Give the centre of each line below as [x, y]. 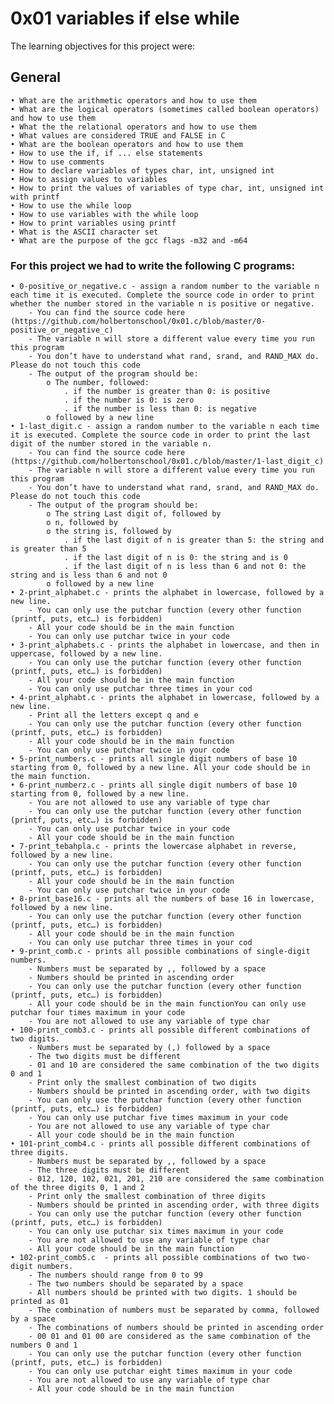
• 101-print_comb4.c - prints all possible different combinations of [160, 1144]
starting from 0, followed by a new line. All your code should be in [160, 768]
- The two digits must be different [105, 1057]
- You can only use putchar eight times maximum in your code [160, 1372]
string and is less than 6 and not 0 [89, 575]
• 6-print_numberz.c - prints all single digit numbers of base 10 [154, 785]
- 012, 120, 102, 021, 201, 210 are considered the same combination [176, 1179]
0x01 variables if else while [125, 18]
